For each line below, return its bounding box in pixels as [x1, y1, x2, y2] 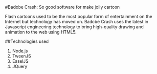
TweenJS [12, 53, 31, 59]
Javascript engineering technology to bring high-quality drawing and [5, 24, 144, 30]
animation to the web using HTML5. [5, 29, 77, 35]
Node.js [12, 48, 28, 54]
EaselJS [12, 58, 28, 64]
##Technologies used [5, 38, 49, 44]
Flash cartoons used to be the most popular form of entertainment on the [5, 14, 153, 19]
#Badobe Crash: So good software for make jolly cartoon [5, 4, 120, 10]
